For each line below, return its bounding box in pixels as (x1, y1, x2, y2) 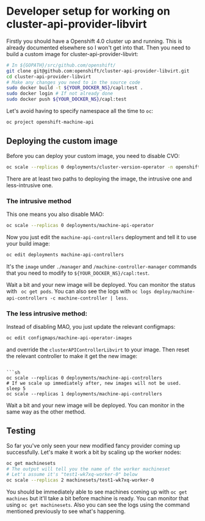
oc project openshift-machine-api (6, 119, 95, 126)
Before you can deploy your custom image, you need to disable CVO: (6, 152, 180, 159)
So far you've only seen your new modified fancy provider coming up (6, 442, 181, 449)
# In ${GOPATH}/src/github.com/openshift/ (6, 62, 116, 68)
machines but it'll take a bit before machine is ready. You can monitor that (6, 495, 189, 502)
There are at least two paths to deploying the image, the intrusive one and (6, 175, 192, 182)
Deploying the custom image (6, 136, 118, 146)
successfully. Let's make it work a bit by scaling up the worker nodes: (6, 448, 182, 456)
